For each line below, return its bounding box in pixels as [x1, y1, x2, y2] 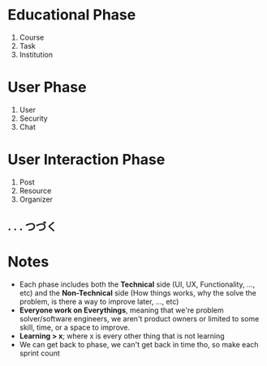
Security [19, 113, 48, 123]
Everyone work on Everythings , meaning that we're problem [19, 305, 224, 315]
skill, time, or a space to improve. [19, 322, 131, 333]
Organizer [19, 194, 54, 204]
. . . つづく [7, 220, 58, 234]
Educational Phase [7, 6, 136, 24]
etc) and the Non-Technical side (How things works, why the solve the [19, 288, 256, 298]
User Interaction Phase [7, 151, 166, 169]
